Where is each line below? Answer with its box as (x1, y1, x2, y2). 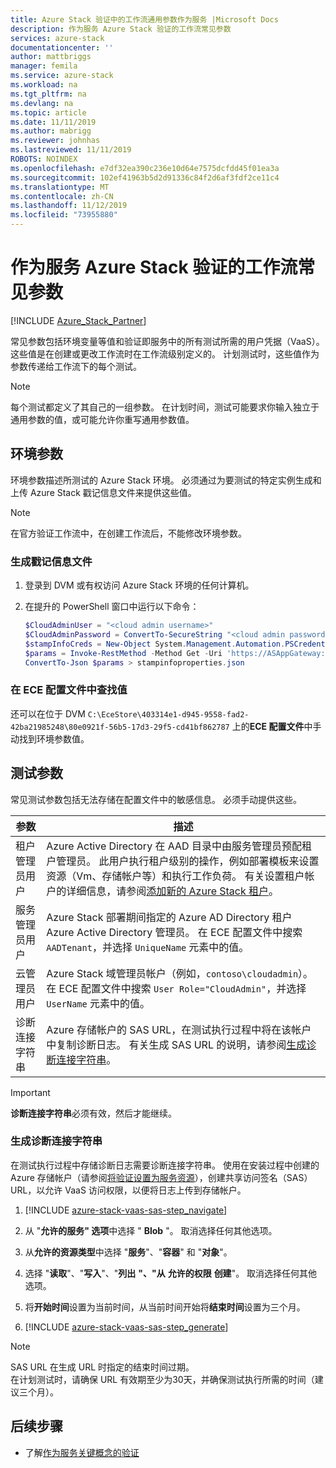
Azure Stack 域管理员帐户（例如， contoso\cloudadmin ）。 (46, 966, 314, 980)
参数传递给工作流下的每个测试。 (10, 360, 142, 372)
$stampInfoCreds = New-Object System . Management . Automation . (24, 639, 286, 649)
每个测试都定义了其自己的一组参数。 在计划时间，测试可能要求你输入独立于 (10, 401, 320, 413)
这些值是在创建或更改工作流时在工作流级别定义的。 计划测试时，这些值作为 (10, 347, 320, 360)
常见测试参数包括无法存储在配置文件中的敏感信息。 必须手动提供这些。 (10, 793, 302, 805)
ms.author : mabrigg (10, 126, 92, 136)
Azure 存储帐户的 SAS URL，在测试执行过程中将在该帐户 (46, 1022, 312, 1036)
